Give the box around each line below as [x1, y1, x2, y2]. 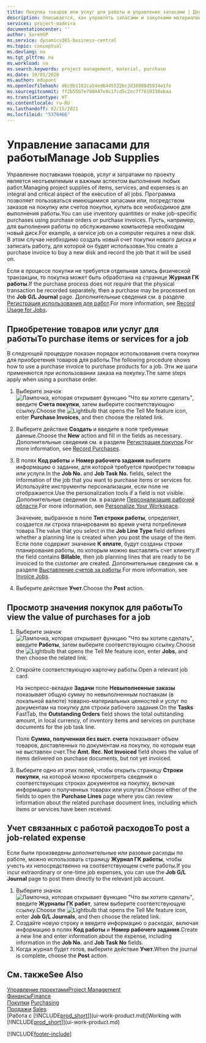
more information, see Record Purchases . [15, 445, 121, 453]
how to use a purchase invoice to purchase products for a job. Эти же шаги [7, 363, 198, 370]
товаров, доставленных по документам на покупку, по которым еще [15, 741, 196, 749]
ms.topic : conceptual [7, 43, 62, 50]
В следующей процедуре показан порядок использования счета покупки [7, 350, 199, 357]
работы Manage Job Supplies [7, 150, 160, 165]
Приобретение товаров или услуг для [7, 324, 159, 334]
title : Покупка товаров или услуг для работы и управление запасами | [7, 9, 191, 15]
